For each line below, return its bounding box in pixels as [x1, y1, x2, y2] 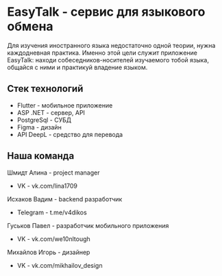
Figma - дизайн [16, 123, 62, 131]
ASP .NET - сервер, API [16, 108, 86, 116]
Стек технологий [7, 83, 84, 95]
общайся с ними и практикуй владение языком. [7, 63, 148, 71]
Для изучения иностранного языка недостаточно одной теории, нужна [7, 41, 216, 49]
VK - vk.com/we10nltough [16, 234, 90, 243]
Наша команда [7, 150, 75, 162]
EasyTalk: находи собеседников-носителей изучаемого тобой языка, [7, 55, 209, 64]
